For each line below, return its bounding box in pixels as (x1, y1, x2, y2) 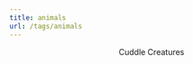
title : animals (9, 13, 67, 23)
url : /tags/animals (9, 22, 83, 31)
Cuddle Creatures (118, 46, 185, 57)
